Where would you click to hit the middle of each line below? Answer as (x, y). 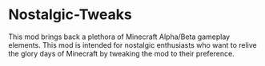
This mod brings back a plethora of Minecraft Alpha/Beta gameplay (119, 37)
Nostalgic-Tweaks (70, 15)
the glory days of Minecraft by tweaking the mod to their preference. (121, 53)
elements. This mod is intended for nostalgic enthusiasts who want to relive (133, 45)
